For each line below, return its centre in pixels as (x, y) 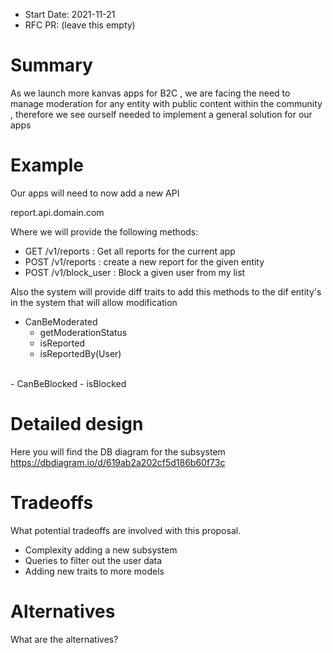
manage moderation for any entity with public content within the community (166, 103)
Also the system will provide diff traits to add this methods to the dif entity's (166, 291)
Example (47, 165)
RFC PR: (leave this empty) (80, 25)
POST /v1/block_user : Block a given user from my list (135, 272)
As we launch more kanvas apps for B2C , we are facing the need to (150, 93)
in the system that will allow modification (94, 302)
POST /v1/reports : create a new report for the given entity (144, 261)
